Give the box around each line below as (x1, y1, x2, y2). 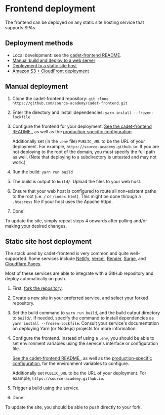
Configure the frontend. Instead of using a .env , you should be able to (12, 335, 155, 341)
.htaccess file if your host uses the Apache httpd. (12, 199, 113, 205)
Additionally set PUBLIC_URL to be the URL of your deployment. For (12, 370, 147, 376)
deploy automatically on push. (5, 276, 67, 282)
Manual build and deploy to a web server (12, 57, 95, 63)
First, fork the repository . (12, 285, 63, 291)
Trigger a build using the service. (12, 385, 80, 391)
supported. (5, 256, 28, 261)
